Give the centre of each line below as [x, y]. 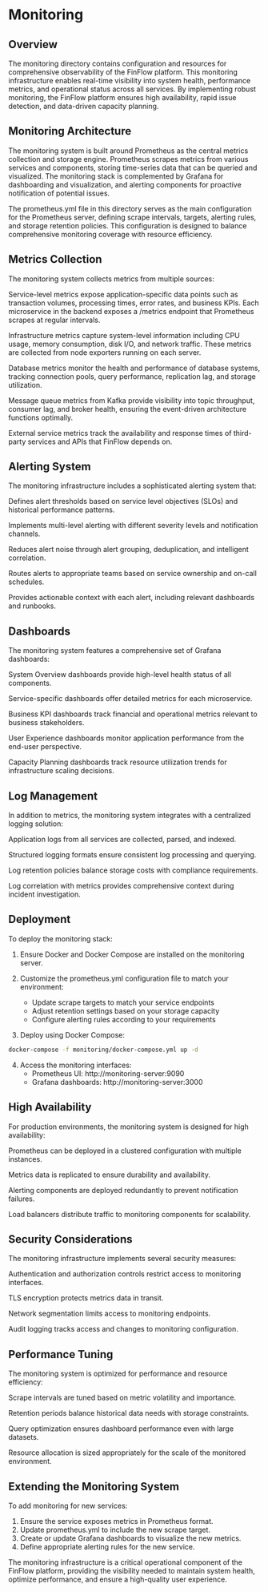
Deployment [40, 919]
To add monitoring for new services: [68, 1505]
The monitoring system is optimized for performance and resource [118, 1374]
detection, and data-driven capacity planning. [84, 106]
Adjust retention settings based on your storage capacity [126, 1010]
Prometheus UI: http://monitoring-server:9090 [108, 1073]
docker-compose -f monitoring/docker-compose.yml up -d [103, 1050]
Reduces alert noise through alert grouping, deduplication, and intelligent [129, 550]
